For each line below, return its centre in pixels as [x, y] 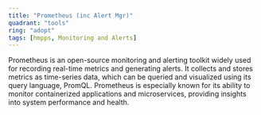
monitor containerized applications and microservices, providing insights [127, 94]
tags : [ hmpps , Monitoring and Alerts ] [72, 38]
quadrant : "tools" [39, 23]
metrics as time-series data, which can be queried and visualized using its [130, 77]
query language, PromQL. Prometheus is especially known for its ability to [129, 86]
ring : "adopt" [32, 30]
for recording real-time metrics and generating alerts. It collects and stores [130, 69]
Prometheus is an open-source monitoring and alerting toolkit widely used [130, 60]
